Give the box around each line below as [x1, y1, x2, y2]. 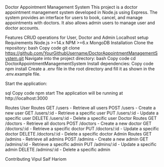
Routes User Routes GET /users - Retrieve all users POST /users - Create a [5, 105, 156, 111]
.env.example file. [5, 71, 41, 77]
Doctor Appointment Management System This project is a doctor [5, 4, 138, 10]
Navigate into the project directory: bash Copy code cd [24, 56, 136, 61]
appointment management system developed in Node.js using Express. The [5, 9, 158, 15]
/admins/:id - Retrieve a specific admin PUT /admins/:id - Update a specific [5, 141, 157, 147]
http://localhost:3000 [5, 95, 48, 101]
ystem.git [5, 56, 24, 61]
